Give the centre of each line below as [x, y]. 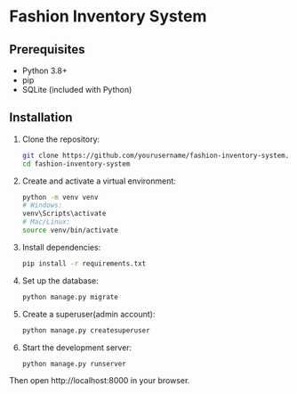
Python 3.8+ [45, 70]
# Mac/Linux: [46, 222]
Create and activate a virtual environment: [99, 181]
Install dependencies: [61, 247]
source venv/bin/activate [70, 230]
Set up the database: [60, 280]
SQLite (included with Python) [77, 90]
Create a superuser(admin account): [88, 314]
